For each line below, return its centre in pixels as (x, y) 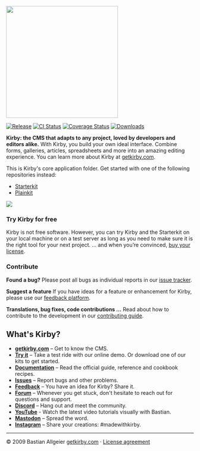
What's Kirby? (33, 334)
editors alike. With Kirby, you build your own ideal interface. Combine (92, 144)
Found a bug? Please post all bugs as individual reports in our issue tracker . (99, 280)
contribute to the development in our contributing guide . (75, 316)
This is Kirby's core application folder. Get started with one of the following (98, 168)
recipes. (25, 374)
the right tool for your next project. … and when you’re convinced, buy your (98, 245)
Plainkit (24, 193)
